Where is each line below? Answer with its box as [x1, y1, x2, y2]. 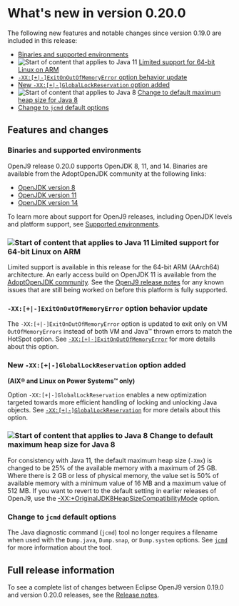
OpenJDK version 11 [17, 191, 77, 199]
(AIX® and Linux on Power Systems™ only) [7, 377, 136, 385]
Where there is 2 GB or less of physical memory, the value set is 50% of [7, 471, 219, 480]
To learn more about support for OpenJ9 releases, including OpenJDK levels [7, 212, 233, 221]
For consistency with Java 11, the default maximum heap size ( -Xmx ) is [7, 456, 213, 465]
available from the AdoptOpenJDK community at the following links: [7, 169, 207, 178]
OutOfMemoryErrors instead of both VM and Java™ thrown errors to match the [7, 327, 233, 336]
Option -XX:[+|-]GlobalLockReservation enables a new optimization [7, 390, 207, 399]
